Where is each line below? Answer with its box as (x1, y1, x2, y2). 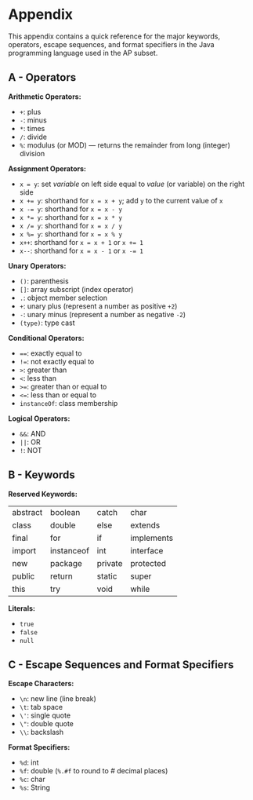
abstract (12, 506, 43, 517)
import (12, 545, 37, 556)
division (19, 148, 45, 158)
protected (130, 557, 167, 568)
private (96, 557, 123, 568)
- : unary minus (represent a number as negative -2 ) (19, 309, 186, 319)
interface (130, 545, 164, 556)
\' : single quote (19, 711, 71, 720)
